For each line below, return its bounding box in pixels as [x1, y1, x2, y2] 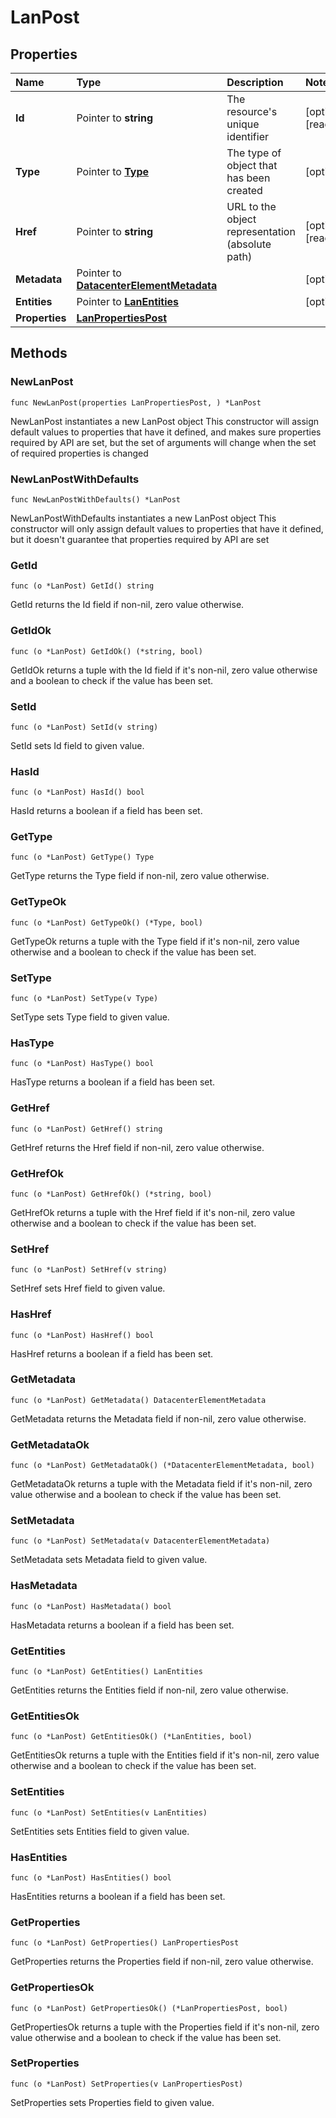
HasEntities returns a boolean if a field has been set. [10, 1890, 226, 1902]
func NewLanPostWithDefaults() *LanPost [10, 494, 182, 505]
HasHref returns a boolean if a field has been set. [10, 1347, 214, 1360]
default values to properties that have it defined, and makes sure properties [10, 426, 322, 438]
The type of [226, 146, 282, 160]
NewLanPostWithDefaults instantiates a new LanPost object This [10, 512, 277, 524]
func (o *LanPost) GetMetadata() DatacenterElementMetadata [10, 1395, 267, 1405]
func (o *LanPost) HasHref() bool [10, 1330, 155, 1340]
